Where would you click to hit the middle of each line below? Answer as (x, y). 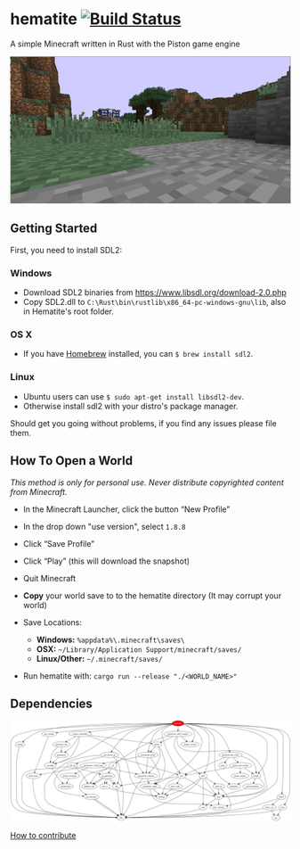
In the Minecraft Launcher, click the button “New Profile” (126, 509)
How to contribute (43, 836)
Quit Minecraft (49, 578)
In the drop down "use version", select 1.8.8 (104, 526)
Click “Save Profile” (59, 543)
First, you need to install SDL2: (66, 250)
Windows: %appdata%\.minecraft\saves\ (110, 639)
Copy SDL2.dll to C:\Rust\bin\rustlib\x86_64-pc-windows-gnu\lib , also (154, 302)
